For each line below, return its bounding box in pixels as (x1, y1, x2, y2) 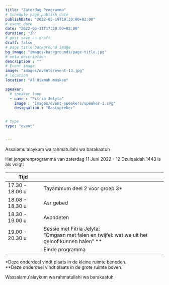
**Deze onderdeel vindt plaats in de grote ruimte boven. (5, 264, 123, 270)
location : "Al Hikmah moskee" (5, 78, 69, 83)
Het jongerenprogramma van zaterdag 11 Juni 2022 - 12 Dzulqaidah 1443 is (5, 156, 161, 162)
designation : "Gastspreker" (14, 105, 75, 111)
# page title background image (5, 45, 71, 50)
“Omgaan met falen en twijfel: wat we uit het (43, 231, 148, 238)
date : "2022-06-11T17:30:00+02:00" (5, 26, 80, 31)
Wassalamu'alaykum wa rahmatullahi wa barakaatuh (5, 274, 114, 280)
